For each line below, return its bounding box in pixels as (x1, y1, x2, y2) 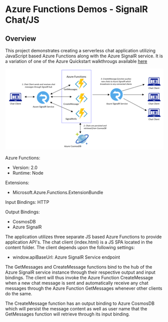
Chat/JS (5, 14, 40, 26)
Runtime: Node (12, 170, 44, 176)
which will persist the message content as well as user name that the (5, 305, 147, 311)
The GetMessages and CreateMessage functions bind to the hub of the (5, 264, 152, 270)
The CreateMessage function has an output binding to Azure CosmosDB (5, 300, 154, 306)
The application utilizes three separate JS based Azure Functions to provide (5, 233, 162, 239)
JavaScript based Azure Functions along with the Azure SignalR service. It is (5, 53, 163, 59)
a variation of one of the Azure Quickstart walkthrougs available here (5, 58, 147, 64)
